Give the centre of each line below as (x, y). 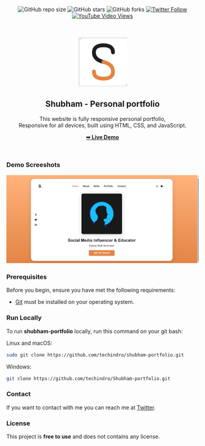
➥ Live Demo (103, 137)
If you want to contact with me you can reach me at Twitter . (81, 407)
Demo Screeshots (33, 165)
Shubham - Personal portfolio (103, 104)
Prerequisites (27, 277)
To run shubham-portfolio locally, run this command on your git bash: (95, 331)
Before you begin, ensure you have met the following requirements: (91, 290)
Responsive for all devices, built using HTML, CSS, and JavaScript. (103, 125)
